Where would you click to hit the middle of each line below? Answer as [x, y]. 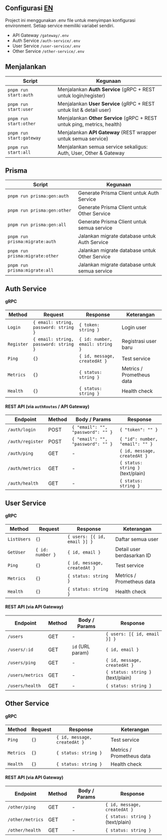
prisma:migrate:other [33, 256]
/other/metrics [26, 820]
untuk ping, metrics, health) [89, 124]
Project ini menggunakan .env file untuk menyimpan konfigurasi [70, 20]
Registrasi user [139, 341]
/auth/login [22, 430]
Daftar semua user [137, 539]
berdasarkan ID [133, 555]
